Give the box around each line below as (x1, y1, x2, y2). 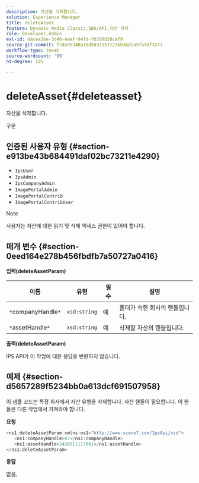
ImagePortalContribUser (14, 200, 74, 206)
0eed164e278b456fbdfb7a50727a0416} (6, 251, 159, 261)
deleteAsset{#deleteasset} (6, 89, 143, 103)
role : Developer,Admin (6, 31, 62, 37)
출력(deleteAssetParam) (6, 340, 66, 347)
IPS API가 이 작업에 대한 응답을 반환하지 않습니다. (6, 353, 120, 360)
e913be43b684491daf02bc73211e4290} (6, 151, 161, 161)
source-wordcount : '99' (6, 53, 65, 59)
